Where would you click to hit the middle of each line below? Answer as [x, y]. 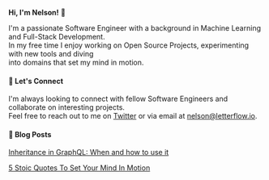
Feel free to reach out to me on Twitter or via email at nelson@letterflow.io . [133, 116]
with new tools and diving [51, 54]
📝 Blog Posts [30, 134]
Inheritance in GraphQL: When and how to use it [89, 153]
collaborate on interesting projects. [67, 107]
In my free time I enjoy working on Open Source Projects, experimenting [129, 45]
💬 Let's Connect [36, 81]
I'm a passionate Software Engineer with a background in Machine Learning [135, 28]
